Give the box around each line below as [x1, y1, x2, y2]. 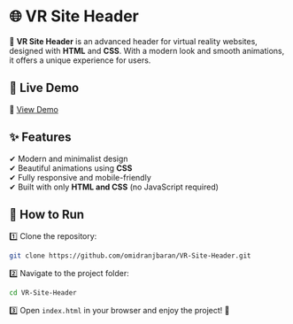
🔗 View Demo [9, 104, 59, 114]
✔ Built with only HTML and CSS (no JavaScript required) [9, 181, 220, 192]
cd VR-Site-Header [9, 289, 77, 297]
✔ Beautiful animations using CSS [9, 162, 133, 174]
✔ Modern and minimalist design [9, 153, 128, 164]
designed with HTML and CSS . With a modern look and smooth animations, [9, 45, 285, 56]
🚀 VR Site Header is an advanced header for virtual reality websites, [9, 35, 258, 46]
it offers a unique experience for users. [9, 55, 151, 66]
